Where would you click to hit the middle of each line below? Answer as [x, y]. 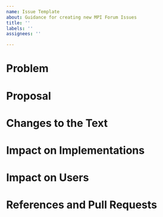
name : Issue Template [33, 12]
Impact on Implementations [75, 150]
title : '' [18, 23]
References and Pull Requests [82, 205]
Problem [27, 69]
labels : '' [20, 28]
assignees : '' [24, 34]
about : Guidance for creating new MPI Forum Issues [71, 17]
